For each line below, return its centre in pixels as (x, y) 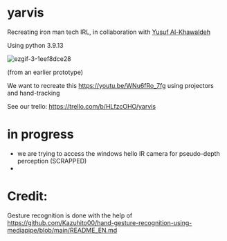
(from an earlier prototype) (45, 72)
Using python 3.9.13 (35, 45)
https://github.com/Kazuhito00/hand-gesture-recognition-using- (100, 222)
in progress (40, 135)
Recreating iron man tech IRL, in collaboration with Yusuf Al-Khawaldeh (109, 32)
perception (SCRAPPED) (52, 161)
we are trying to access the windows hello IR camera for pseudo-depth (118, 153)
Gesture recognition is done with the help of (70, 215)
